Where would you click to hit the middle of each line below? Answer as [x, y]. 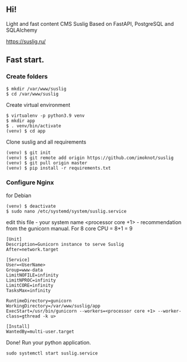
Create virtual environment [38, 104]
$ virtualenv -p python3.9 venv [45, 116]
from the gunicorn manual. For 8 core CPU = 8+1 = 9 [69, 228]
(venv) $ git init [28, 153]
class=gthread [23, 316]
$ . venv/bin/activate [34, 126]
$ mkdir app [20, 121]
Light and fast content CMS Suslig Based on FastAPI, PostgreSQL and [90, 23]
